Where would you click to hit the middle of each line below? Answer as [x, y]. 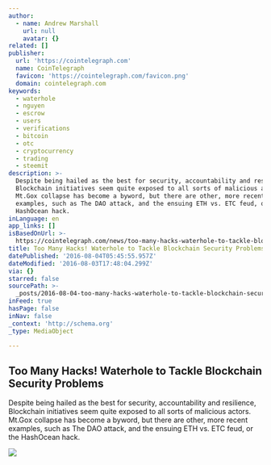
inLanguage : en [34, 219]
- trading [32, 158]
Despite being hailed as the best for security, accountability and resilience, [132, 403]
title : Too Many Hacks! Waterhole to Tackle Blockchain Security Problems [137, 249]
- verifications [43, 128]
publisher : [27, 53]
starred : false [34, 279]
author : [21, 16]
